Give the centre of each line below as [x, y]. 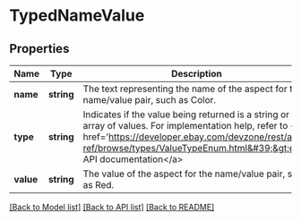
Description [197, 74]
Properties [39, 49]
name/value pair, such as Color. [150, 100]
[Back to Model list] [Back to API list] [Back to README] [112, 207]
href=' [96, 137]
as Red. [99, 185]
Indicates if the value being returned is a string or [186, 115]
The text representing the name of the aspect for [185, 89]
